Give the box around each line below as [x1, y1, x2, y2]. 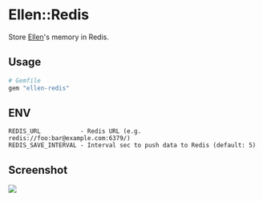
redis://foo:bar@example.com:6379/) [8, 135, 131, 143]
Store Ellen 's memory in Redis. [8, 32, 110, 42]
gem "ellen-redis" [8, 84, 70, 92]
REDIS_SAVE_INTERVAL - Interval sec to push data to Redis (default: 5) [8, 142, 257, 150]
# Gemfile [8, 76, 42, 85]
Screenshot [8, 163, 68, 177]
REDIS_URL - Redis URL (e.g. [8, 127, 142, 135]
